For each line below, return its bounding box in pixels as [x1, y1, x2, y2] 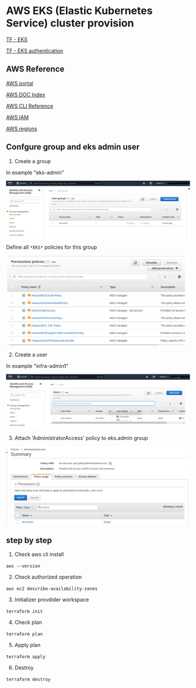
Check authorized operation [14, 573, 82, 580]
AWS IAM [6, 113, 29, 121]
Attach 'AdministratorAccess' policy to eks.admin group [14, 435, 148, 442]
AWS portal [6, 80, 33, 87]
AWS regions [6, 125, 37, 132]
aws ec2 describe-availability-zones [6, 586, 98, 592]
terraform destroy [6, 677, 51, 683]
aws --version [6, 563, 41, 569]
